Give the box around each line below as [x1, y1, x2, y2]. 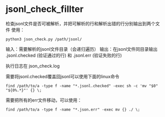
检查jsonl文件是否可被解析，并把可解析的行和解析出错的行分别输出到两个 [5, 20, 155, 26]
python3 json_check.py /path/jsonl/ [5, 36, 82, 42]
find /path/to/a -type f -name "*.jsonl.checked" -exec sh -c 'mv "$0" [5, 83, 158, 88]
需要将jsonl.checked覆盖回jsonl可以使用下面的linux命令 [5, 73, 119, 79]
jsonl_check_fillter [5, 3, 84, 15]
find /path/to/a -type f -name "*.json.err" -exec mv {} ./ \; [5, 107, 140, 112]
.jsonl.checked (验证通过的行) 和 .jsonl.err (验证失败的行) [5, 52, 122, 58]
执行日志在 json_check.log [5, 63, 60, 69]
